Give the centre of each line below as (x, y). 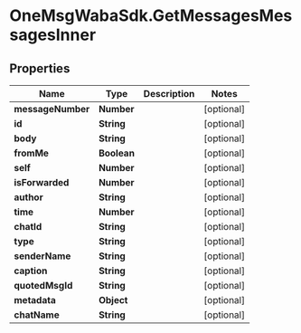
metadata (35, 300)
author (28, 197)
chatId (28, 227)
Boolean (117, 153)
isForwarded (42, 182)
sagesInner (53, 35)
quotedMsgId (43, 285)
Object (113, 300)
